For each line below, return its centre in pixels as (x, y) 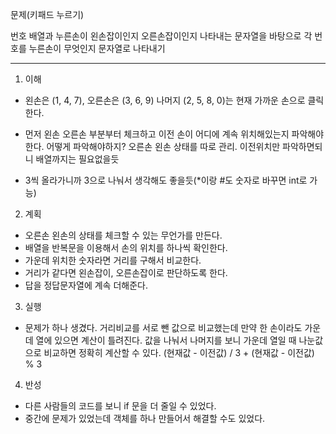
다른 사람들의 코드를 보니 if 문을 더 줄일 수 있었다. (120, 406)
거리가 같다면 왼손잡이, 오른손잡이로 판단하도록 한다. (126, 272)
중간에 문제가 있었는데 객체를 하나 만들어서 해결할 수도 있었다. (145, 418)
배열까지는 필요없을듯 (77, 159)
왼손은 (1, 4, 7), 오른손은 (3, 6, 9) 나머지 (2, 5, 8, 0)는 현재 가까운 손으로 (165, 100)
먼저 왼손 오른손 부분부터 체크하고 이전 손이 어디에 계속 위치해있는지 (157, 134)
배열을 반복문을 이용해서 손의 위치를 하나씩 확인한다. (126, 247)
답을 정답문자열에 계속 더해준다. (86, 285)
